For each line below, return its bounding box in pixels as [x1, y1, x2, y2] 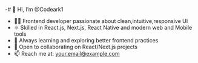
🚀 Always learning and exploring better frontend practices [13, 37, 159, 44]
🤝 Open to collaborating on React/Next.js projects [13, 43, 138, 50]
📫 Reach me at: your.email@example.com [13, 50, 120, 57]
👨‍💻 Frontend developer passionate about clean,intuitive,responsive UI [13, 18, 188, 24]
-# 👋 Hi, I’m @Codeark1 [5, 6, 64, 13]
